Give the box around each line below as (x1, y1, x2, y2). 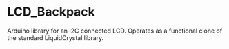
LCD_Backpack (7, 4, 95, 20)
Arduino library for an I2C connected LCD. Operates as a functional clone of (7, 27, 223, 35)
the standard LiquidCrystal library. (7, 33, 104, 42)
